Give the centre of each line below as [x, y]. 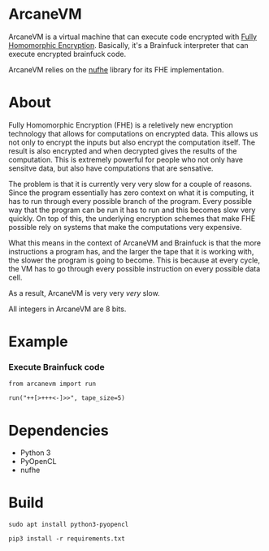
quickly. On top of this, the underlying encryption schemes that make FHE [132, 218]
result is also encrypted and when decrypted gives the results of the [123, 150]
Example [38, 342]
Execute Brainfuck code [56, 367]
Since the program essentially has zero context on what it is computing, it [131, 193]
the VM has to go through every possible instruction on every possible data [134, 268]
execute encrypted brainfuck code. [67, 54]
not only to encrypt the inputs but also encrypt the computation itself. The [132, 142]
